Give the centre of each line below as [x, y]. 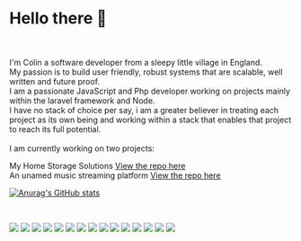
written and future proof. [55, 81]
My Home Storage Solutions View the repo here [97, 165]
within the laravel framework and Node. [82, 100]
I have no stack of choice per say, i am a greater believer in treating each [144, 110]
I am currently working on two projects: [82, 148]
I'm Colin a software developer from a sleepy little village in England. [136, 62]
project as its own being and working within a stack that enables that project [150, 120]
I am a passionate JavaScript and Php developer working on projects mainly [150, 91]
